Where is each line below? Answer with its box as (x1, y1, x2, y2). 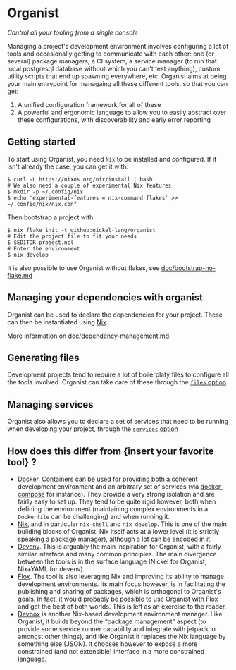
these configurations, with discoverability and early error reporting (17, 115, 211, 124)
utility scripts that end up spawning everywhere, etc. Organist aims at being (7, 72, 227, 80)
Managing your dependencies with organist (7, 291, 203, 304)
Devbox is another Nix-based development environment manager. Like (17, 610, 223, 618)
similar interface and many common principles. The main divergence (17, 550, 217, 558)
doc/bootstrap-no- (161, 263, 216, 272)
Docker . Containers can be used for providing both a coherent (17, 475, 198, 483)
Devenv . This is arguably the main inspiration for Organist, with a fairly (17, 542, 222, 551)
